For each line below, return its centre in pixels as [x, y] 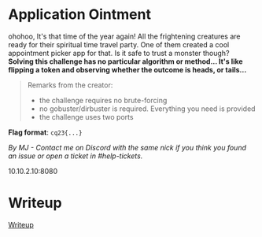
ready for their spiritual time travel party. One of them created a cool [119, 44]
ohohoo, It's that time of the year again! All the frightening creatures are [125, 36]
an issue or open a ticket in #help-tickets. [76, 156]
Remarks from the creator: [70, 85]
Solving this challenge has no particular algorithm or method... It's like [125, 61]
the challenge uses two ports [86, 117]
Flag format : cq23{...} [45, 132]
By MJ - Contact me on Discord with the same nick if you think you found [127, 147]
